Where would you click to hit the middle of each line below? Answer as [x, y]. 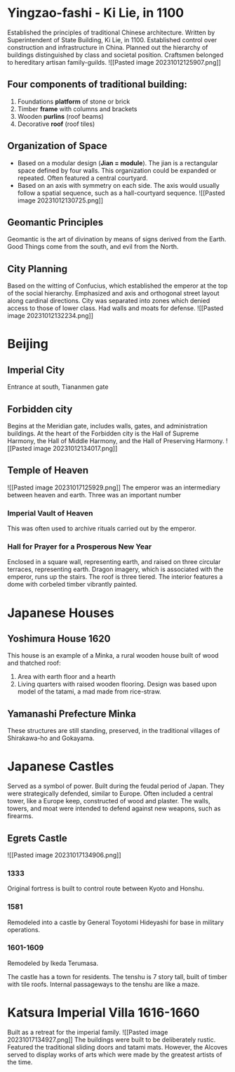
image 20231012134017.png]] [75, 448]
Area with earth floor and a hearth [66, 677]
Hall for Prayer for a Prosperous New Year [80, 547]
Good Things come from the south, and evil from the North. [93, 247]
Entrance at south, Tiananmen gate [58, 387]
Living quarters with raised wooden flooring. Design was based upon [117, 684]
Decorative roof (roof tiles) [56, 124]
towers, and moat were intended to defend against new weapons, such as [114, 809]
